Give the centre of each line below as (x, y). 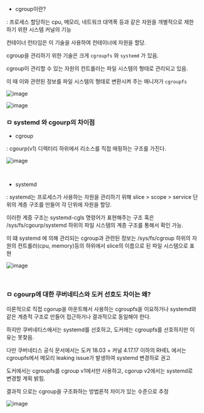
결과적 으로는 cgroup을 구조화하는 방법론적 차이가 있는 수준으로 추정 (88, 391)
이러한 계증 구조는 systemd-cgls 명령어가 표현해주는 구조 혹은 (80, 218)
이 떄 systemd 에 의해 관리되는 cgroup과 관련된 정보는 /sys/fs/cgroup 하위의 (98, 238)
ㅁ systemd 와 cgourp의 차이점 (51, 122)
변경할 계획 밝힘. (26, 378)
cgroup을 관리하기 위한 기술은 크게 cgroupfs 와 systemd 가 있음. (83, 56)
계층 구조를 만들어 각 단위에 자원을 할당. (65, 205)
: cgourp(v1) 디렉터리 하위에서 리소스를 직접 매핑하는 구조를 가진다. (86, 149)
